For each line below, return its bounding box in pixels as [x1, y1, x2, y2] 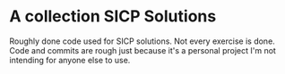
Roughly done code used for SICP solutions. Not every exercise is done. [9, 36, 275, 46]
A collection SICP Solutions [9, 6, 217, 27]
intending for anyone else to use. [9, 54, 131, 65]
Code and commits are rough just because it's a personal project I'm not [9, 45, 276, 55]
